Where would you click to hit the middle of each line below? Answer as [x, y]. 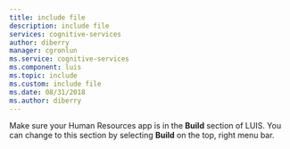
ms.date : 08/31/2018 [48, 92]
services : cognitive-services [66, 34]
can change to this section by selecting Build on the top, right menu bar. [142, 136]
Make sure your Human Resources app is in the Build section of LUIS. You [145, 126]
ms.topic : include [43, 76]
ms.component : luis [46, 68]
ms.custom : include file [55, 84]
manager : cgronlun [43, 51]
